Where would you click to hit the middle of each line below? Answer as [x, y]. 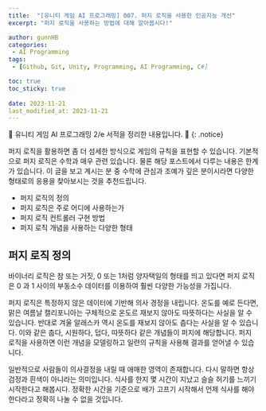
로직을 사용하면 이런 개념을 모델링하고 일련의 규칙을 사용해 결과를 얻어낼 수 [124, 343]
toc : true [25, 81]
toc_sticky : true [37, 88]
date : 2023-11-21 [37, 103]
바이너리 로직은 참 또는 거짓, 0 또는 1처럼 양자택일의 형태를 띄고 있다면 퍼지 [124, 276]
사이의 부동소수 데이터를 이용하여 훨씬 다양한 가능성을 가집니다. [134, 286]
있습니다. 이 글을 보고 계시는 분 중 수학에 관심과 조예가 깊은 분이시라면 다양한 [135, 171]
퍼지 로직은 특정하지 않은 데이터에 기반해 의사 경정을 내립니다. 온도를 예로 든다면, [133, 303]
